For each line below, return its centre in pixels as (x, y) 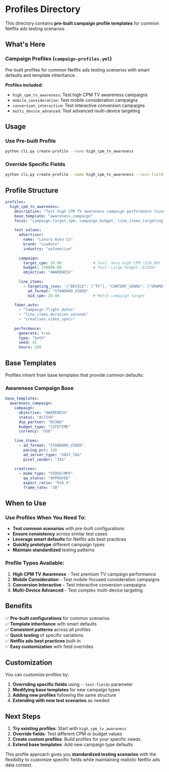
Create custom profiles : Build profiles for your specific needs (76, 739)
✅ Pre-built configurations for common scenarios (57, 618)
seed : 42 (28, 343)
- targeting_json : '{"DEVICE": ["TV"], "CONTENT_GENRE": (84, 286)
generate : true (34, 333)
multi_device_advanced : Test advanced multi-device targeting (76, 111)
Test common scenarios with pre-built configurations (68, 529)
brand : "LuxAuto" (41, 244)
